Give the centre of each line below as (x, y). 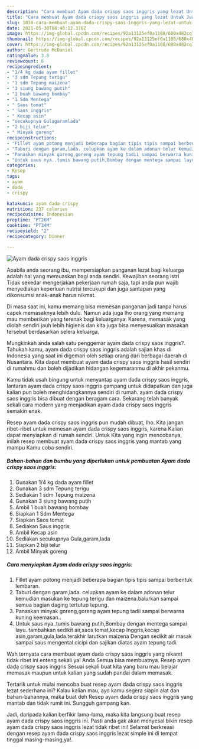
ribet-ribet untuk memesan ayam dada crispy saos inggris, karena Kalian (95, 428)
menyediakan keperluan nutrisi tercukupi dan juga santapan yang (86, 289)
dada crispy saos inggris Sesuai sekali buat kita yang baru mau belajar (92, 666)
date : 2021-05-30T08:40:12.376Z (46, 28)
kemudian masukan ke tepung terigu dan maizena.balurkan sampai (97, 598)
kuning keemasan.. (38, 617)
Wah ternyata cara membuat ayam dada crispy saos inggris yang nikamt (94, 654)
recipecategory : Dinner (36, 236)
